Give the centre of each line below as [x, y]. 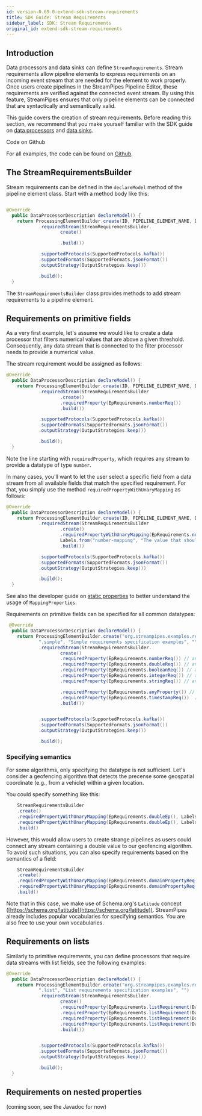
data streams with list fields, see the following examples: [76, 962]
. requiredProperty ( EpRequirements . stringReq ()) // [124, 681]
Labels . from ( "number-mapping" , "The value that [121, 541]
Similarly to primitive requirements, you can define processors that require [98, 956]
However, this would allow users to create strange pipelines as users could [99, 839]
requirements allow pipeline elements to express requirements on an [91, 74]
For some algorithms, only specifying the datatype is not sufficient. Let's [96, 770]
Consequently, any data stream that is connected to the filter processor [95, 346]
